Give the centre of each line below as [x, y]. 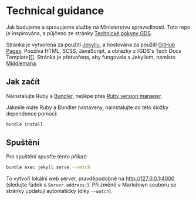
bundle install [25, 124]
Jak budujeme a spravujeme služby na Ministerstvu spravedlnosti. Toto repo [98, 27]
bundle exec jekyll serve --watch [48, 167]
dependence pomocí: [32, 113]
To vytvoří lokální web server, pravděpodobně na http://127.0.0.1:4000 [90, 179]
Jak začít [23, 82]
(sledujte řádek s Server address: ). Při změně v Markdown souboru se [91, 185]
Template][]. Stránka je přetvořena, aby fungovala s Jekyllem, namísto [91, 57]
